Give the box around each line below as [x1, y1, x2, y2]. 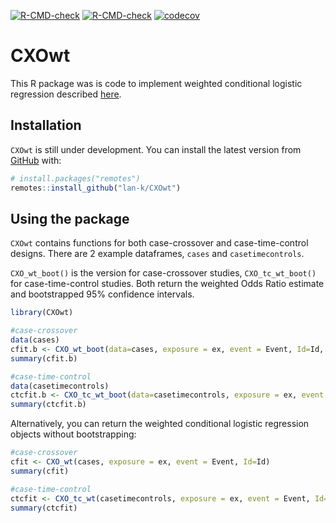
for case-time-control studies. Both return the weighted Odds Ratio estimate [10, 278, 325, 290]
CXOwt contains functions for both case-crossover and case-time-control [10, 237, 309, 249]
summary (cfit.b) [10, 353, 78, 364]
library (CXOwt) [10, 308, 74, 318]
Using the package [10, 210, 130, 227]
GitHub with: [10, 154, 62, 166]
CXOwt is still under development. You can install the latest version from [10, 143, 302, 155]
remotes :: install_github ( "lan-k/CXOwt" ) [10, 183, 182, 193]
